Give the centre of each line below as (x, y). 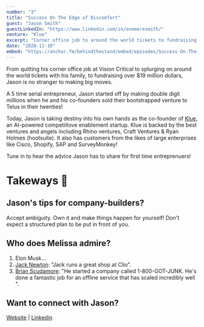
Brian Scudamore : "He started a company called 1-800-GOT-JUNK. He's (106, 271)
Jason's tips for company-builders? (75, 203)
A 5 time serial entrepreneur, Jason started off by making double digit (93, 93)
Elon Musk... (31, 258)
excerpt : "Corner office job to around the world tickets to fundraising (102, 40)
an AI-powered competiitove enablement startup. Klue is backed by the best (102, 125)
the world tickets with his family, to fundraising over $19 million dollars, (95, 75)
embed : (15, 52)
